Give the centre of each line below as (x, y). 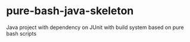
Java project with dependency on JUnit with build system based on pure (95, 27)
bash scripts (21, 33)
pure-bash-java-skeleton (70, 11)
